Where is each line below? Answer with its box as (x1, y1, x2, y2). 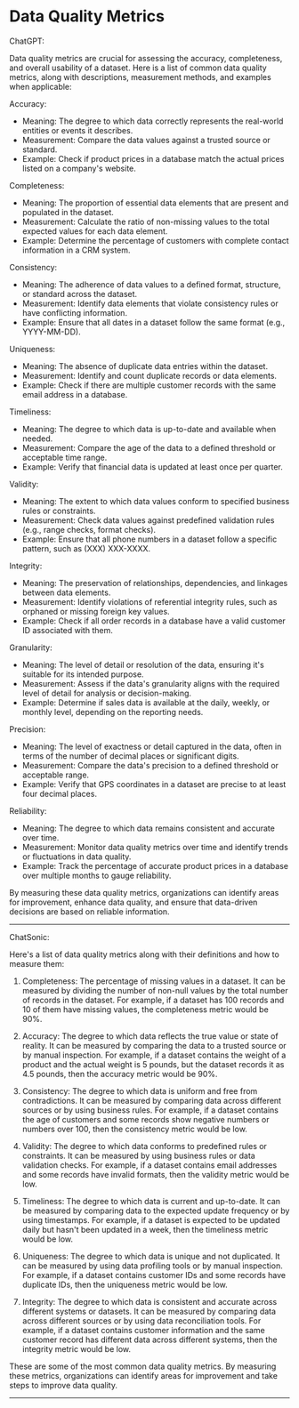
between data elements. (21, 587, 111, 598)
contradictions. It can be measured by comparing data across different (21, 1095, 282, 1106)
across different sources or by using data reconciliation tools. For (21, 1315, 262, 1326)
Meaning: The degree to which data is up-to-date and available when (21, 423, 277, 434)
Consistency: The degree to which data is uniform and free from (21, 1085, 258, 1096)
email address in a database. (21, 389, 128, 399)
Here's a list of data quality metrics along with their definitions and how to (9, 949, 280, 960)
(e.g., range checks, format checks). (21, 524, 157, 535)
